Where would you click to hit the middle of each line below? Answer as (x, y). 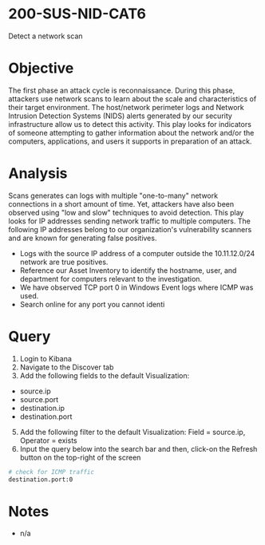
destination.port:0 (41, 480)
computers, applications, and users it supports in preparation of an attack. (130, 141)
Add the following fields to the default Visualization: (105, 375)
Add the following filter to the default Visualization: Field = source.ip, (132, 432)
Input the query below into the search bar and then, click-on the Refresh (138, 448)
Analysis (38, 174)
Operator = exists (48, 440)
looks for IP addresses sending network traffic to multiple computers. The (130, 221)
